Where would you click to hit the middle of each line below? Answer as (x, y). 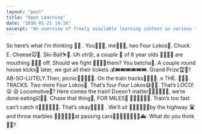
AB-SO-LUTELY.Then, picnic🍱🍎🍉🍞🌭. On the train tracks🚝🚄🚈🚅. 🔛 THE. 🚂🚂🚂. (98, 78)
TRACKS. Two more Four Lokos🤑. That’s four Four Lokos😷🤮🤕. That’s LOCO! (100, 85)
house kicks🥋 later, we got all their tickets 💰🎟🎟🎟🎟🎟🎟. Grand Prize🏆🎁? (99, 70)
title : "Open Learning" (36, 17)
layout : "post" (25, 12)
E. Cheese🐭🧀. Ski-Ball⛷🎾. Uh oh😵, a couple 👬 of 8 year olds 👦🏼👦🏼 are (95, 55)
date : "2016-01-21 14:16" (38, 23)
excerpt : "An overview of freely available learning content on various (99, 29)
